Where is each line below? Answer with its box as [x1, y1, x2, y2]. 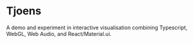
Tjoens [6, 4, 42, 18]
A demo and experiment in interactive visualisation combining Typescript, [6, 24, 188, 31]
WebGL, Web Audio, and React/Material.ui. [6, 30, 112, 37]
